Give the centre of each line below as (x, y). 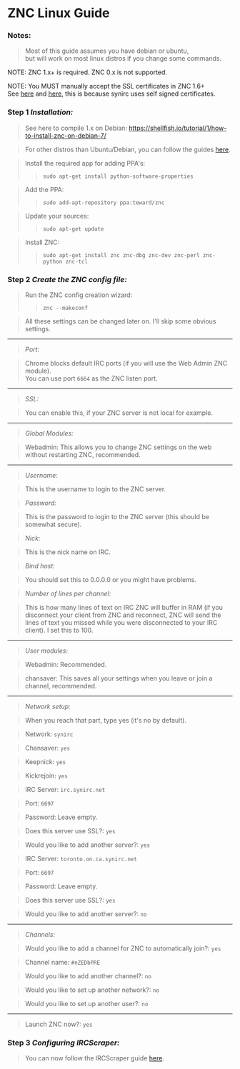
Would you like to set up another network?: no (92, 990)
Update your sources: (57, 216)
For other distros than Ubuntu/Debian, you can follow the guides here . (127, 149)
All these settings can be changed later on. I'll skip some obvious (120, 321)
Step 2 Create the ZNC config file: (67, 279)
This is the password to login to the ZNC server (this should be (117, 517)
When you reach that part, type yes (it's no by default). (106, 721)
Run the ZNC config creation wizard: (79, 295)
